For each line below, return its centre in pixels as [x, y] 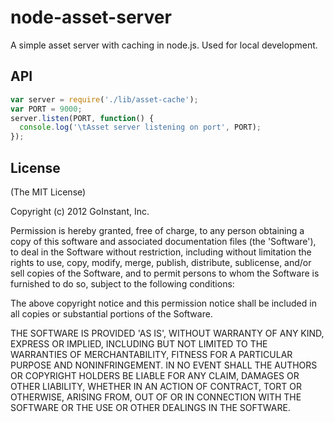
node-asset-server [91, 17]
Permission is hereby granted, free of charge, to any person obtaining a [157, 230]
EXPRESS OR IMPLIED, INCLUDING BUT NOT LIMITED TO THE [139, 343]
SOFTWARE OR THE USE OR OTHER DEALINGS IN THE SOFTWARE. [150, 407]
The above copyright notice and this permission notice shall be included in [163, 303]
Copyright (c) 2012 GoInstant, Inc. [80, 211]
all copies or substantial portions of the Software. [111, 313]
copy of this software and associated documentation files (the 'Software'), [163, 241]
